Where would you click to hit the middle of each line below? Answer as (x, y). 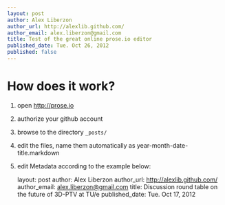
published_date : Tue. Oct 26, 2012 (58, 46)
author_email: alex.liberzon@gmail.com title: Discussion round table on (117, 186)
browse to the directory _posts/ (62, 132)
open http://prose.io (45, 105)
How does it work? (61, 86)
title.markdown (38, 153)
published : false (32, 52)
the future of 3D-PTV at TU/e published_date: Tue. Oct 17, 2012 (106, 194)
